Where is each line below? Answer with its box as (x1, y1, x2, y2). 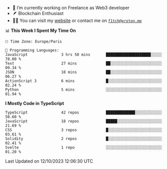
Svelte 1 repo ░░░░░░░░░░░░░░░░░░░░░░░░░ (5, 145, 162, 150)
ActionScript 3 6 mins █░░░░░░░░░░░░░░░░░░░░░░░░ (5, 78, 162, 83)
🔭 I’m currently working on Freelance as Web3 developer (12, 5, 130, 10)
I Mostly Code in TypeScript (5, 100, 64, 106)
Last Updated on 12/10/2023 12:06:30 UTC (5, 158, 93, 164)
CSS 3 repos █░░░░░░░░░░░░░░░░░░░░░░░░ (5, 127, 162, 132)
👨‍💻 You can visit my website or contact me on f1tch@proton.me (12, 17, 142, 23)
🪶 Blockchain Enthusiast (12, 10, 64, 16)
